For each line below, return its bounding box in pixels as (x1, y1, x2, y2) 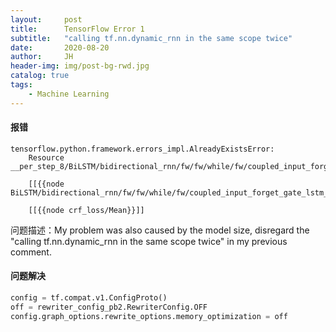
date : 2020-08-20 (10, 42, 110, 53)
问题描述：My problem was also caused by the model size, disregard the (10, 224, 310, 236)
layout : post (10, 14, 83, 25)
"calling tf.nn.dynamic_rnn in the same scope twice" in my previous (10, 235, 288, 247)
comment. (10, 246, 52, 258)
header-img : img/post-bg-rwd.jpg (10, 61, 150, 71)
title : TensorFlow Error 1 (10, 24, 145, 34)
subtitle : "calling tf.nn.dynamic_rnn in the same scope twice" (10, 33, 293, 43)
